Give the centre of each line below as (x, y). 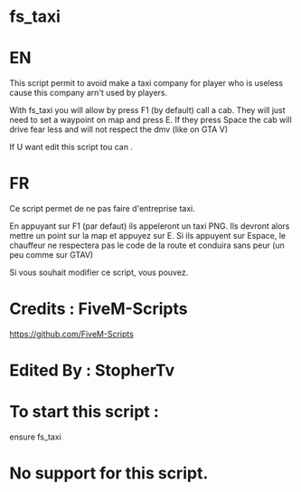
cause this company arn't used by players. (89, 93)
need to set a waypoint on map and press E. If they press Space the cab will (150, 120)
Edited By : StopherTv (92, 370)
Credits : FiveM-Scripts (99, 309)
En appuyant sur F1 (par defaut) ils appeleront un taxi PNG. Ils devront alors (150, 226)
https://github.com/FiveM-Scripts (71, 334)
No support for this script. (109, 473)
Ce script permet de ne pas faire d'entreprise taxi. (103, 209)
